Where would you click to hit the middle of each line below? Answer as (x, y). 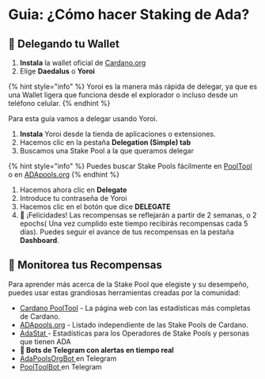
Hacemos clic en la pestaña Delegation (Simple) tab (105, 142)
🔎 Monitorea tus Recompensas (85, 265)
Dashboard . (39, 240)
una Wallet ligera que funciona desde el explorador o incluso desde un (123, 95)
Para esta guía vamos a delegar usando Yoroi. (83, 119)
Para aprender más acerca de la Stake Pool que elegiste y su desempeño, (129, 284)
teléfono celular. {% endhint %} (59, 103)
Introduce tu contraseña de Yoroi (73, 198)
